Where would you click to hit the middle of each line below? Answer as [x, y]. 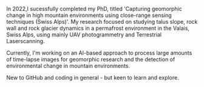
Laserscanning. [25, 41]
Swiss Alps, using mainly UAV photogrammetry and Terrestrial [84, 35]
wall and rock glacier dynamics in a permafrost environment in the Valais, [98, 28]
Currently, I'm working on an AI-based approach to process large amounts [99, 53]
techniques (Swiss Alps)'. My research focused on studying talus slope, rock [102, 22]
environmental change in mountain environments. [68, 66]
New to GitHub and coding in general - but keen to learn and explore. [93, 78]
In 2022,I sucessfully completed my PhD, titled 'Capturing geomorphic [94, 9]
